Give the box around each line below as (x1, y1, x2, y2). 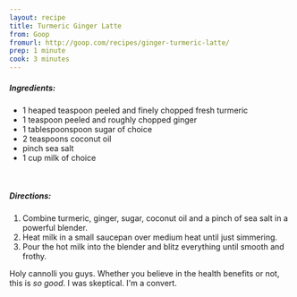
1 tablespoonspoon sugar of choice (21, 123, 153, 134)
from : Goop (9, 30, 50, 38)
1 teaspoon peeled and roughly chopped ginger (21, 114, 198, 125)
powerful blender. (21, 222, 88, 233)
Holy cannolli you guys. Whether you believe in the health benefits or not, (9, 267, 280, 278)
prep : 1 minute (9, 47, 66, 55)
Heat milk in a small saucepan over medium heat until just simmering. (21, 232, 278, 242)
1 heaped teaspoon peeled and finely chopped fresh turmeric (21, 105, 249, 115)
